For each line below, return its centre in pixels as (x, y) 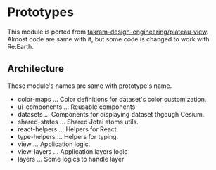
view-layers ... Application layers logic (72, 151)
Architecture (36, 68)
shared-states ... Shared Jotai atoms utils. (78, 122)
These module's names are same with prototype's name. (90, 86)
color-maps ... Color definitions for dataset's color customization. (112, 99)
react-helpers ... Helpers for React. (68, 129)
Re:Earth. (20, 46)
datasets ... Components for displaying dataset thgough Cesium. (111, 114)
